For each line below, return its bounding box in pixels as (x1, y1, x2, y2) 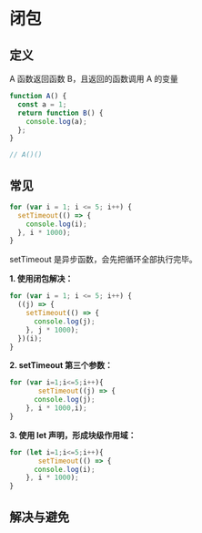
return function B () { (17, 108, 104, 118)
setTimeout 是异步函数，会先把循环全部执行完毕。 (9, 254, 197, 265)
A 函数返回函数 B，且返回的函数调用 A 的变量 (9, 74, 179, 84)
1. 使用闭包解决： (9, 273, 74, 284)
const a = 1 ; (17, 99, 67, 109)
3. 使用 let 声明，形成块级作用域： (9, 429, 136, 440)
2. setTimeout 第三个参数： (9, 360, 114, 371)
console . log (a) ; (25, 117, 88, 126)
